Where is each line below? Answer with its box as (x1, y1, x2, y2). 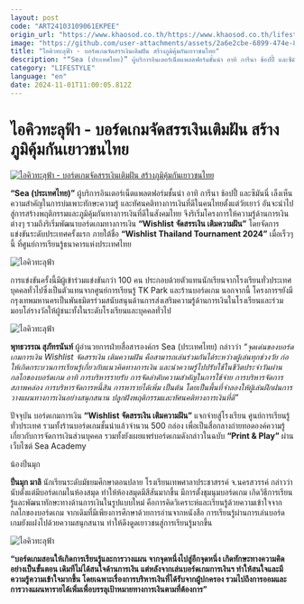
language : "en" (10, 72, 68, 81)
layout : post (10, 13, 60, 23)
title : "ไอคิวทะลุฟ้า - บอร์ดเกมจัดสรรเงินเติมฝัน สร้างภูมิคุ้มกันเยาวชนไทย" (10, 47, 220, 56)
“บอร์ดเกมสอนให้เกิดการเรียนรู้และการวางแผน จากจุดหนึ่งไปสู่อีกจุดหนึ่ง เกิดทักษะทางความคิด (10, 553, 285, 564)
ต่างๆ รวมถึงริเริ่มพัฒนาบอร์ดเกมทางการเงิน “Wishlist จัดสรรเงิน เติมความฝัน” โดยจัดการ (10, 218, 280, 228)
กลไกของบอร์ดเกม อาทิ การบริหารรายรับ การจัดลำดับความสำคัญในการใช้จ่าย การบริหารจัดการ (10, 371, 283, 382)
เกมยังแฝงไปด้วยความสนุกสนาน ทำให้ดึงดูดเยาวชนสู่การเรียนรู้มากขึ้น (10, 516, 213, 528)
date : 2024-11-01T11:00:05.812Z (10, 80, 132, 89)
